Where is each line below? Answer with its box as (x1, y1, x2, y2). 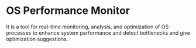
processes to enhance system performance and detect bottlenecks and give (6, 29, 190, 36)
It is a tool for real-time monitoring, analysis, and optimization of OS (6, 23, 169, 30)
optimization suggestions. (6, 35, 68, 42)
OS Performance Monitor (6, 4, 130, 17)
